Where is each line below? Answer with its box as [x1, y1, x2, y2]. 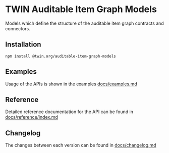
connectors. [5, 25, 30, 31]
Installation [5, 40, 41, 49]
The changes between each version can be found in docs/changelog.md [5, 142, 156, 148]
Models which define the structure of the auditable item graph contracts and [5, 20, 164, 26]
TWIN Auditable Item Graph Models [5, 4, 157, 15]
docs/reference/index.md [5, 114, 58, 120]
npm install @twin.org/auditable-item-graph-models [5, 54, 116, 59]
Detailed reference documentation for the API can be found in [5, 109, 134, 115]
